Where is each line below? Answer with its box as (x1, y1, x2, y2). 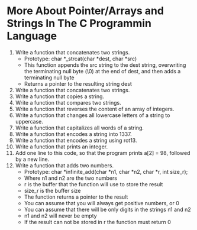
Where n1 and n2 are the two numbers (24, 174, 118, 182)
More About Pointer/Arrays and (7, 4, 164, 18)
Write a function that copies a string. (15, 93, 105, 100)
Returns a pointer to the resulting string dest (24, 80, 132, 87)
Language (7, 30, 57, 43)
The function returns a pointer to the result (24, 193, 128, 200)
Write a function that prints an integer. (15, 143, 108, 150)
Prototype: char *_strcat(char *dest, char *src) (24, 55, 137, 62)
